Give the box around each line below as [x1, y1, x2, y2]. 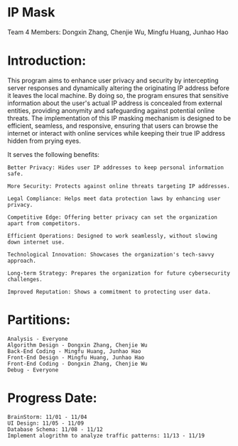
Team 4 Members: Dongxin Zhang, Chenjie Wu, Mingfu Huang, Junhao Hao [7, 28, 229, 36]
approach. [7, 257, 37, 264]
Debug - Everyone [7, 366, 59, 374]
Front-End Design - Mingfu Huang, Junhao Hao [7, 354, 144, 361]
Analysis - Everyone [7, 335, 69, 342]
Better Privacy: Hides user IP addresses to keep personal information [7, 164, 224, 171]
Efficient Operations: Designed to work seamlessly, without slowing [7, 232, 218, 239]
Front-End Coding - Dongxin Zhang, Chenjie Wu [7, 360, 148, 367]
